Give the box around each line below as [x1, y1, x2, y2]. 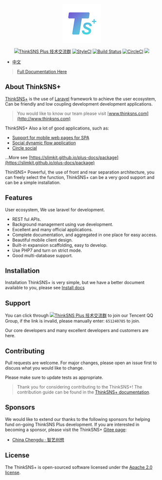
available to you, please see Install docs [5, 285, 85, 291]
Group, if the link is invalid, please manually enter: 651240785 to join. [5, 318, 140, 324]
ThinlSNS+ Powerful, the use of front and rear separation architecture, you [5, 169, 155, 175]
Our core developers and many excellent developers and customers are [5, 327, 149, 333]
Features [5, 194, 33, 202]
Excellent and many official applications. [12, 226, 93, 232]
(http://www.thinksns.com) [17, 115, 71, 121]
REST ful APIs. [12, 216, 41, 222]
